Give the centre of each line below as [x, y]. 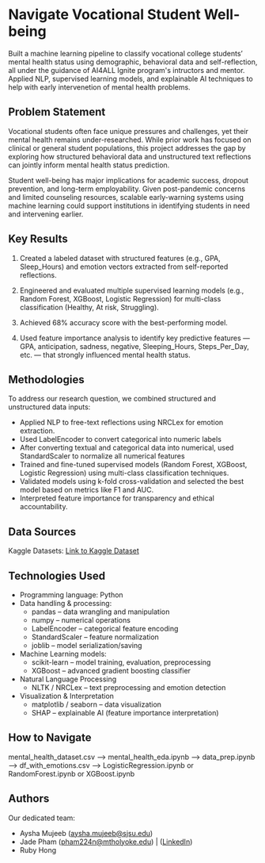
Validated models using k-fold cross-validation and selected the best [132, 481]
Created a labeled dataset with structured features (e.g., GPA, [120, 258]
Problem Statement [57, 112]
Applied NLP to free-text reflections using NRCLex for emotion [121, 423]
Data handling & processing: [66, 603]
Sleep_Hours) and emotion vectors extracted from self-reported [124, 267]
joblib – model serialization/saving [87, 645]
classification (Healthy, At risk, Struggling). [89, 307]
